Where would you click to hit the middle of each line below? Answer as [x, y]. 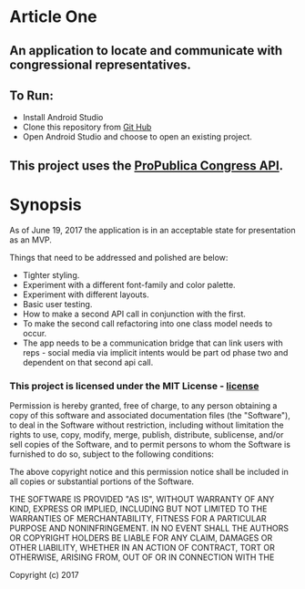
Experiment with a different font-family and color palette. [129, 284]
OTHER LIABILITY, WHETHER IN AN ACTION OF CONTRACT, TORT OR [142, 548]
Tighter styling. [51, 274]
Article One [53, 17]
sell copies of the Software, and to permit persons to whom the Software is [150, 445]
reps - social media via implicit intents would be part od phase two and [155, 352]
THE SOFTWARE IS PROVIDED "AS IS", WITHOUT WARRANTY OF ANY [142, 500]
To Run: [32, 95]
